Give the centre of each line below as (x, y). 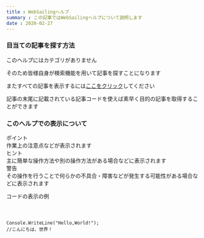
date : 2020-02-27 (30, 23)
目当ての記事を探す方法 (40, 46)
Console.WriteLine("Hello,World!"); (53, 223)
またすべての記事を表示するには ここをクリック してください (81, 86)
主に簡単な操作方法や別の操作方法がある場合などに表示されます (86, 160)
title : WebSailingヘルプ (38, 12)
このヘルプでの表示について (47, 123)
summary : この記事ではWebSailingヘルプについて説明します (74, 18)
